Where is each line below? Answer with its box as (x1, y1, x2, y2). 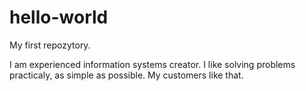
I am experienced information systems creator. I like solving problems (9, 58, 296, 70)
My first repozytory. (9, 39, 91, 51)
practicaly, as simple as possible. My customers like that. (9, 69, 244, 81)
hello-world (9, 6, 109, 29)
